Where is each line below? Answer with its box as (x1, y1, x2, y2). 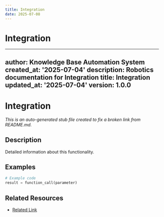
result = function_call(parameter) (5, 180, 78, 185)
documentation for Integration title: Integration (5, 73, 150, 81)
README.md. (5, 121, 32, 127)
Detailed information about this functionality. (5, 149, 94, 155)
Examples (5, 163, 36, 171)
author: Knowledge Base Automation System (5, 58, 145, 66)
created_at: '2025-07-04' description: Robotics (5, 65, 154, 74)
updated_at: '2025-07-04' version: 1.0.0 (5, 81, 131, 89)
